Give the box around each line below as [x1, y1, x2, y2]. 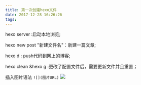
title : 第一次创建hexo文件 [5, 7, 57, 13]
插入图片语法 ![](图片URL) [5, 74, 59, 80]
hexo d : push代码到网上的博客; [5, 53, 71, 59]
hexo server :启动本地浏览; [5, 31, 61, 37]
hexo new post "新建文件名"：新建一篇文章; [5, 42, 96, 48]
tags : [5, 17, 17, 22]
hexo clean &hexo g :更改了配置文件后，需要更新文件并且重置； [5, 64, 138, 70]
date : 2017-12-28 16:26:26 [5, 12, 62, 17]
